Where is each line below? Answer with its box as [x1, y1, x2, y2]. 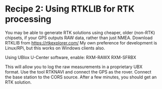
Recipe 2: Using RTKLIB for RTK [5, 3, 134, 15]
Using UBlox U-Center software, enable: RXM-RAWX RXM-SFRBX [5, 54, 136, 60]
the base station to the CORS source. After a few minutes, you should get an [5, 74, 157, 80]
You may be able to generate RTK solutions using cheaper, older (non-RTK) [5, 30, 155, 35]
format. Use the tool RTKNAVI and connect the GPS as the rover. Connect [5, 69, 151, 74]
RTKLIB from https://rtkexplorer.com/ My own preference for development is [5, 40, 157, 45]
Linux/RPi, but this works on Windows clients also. [5, 45, 105, 51]
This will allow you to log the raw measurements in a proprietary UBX [5, 64, 143, 70]
